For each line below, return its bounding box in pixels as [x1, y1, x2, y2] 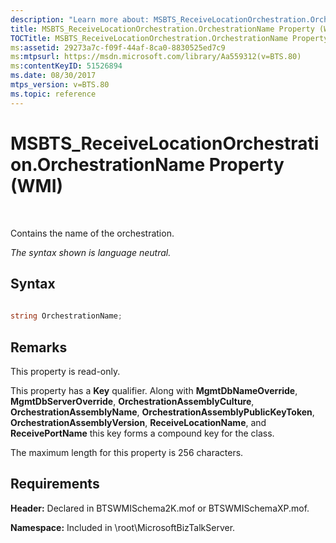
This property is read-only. [10, 365, 121, 377]
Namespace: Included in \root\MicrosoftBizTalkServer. [10, 521, 236, 533]
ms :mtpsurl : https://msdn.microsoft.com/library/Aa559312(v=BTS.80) [10, 52, 302, 62]
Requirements [10, 476, 100, 493]
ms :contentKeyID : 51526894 [10, 61, 123, 71]
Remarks [10, 339, 68, 356]
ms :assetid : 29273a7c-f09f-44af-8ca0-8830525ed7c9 [10, 42, 226, 53]
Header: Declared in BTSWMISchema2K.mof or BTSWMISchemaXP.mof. [10, 502, 310, 514]
